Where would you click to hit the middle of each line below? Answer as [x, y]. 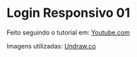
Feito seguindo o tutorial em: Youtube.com [68, 32]
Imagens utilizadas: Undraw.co [51, 46]
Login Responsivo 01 [68, 13]
